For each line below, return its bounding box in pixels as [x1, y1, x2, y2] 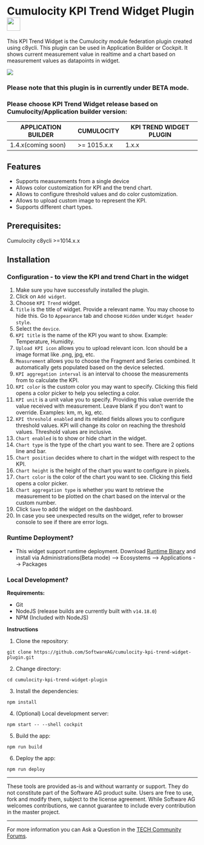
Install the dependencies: [15, 687, 79, 695]
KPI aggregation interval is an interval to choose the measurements [15, 370, 189, 377]
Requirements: [7, 590, 45, 597]
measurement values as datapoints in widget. [7, 56, 120, 64]
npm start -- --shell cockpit [7, 722, 84, 728]
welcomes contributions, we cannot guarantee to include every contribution [7, 802, 196, 809]
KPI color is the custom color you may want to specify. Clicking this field [15, 383, 198, 391]
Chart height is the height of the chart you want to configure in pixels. [15, 467, 191, 474]
